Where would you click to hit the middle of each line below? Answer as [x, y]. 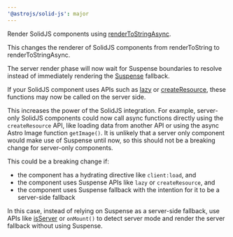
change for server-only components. [60, 147]
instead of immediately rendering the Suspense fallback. [89, 76]
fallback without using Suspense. [55, 226]
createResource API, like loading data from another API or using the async [113, 125]
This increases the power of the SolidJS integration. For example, [101, 110]
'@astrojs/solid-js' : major [48, 14]
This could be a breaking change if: [58, 161]
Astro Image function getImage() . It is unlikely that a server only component [116, 133]
